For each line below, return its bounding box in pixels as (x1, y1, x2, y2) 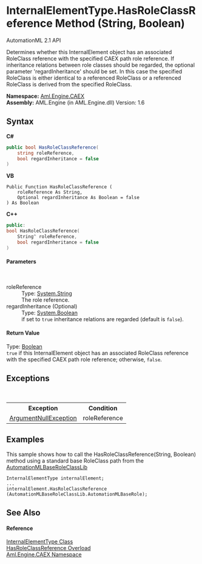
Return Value (6, 329, 40, 337)
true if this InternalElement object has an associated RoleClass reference (6, 350, 189, 357)
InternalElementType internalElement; (6, 475, 104, 481)
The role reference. (21, 296, 70, 304)
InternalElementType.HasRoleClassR (6, 4, 196, 18)
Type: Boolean (6, 343, 42, 350)
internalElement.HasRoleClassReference (6, 486, 107, 492)
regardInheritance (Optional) (6, 302, 78, 310)
